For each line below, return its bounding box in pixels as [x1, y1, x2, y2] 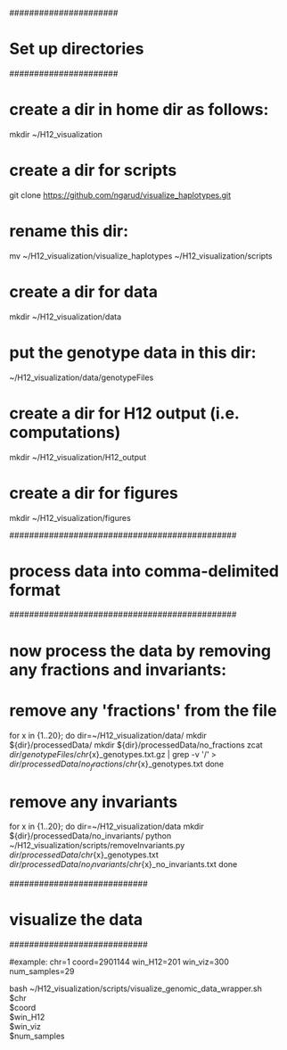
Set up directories [9, 39, 144, 59]
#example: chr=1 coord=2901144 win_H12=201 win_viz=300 [9, 956, 229, 967]
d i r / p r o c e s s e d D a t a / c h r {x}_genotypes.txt [9, 849, 159, 860]
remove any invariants [9, 791, 178, 812]
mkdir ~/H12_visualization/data [9, 311, 122, 322]
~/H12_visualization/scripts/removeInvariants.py [9, 840, 185, 851]
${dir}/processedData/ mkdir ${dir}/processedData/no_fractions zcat [9, 740, 263, 750]
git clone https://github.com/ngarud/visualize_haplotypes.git [9, 189, 232, 200]
